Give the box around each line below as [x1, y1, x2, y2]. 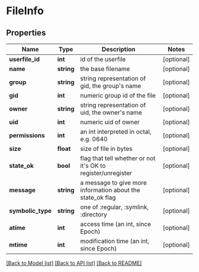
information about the [80, 186, 140, 194]
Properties [6, 28, 46, 38]
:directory [80, 211, 108, 218]
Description [101, 46, 136, 53]
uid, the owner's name [80, 108, 142, 116]
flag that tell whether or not [80, 154, 156, 162]
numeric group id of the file [80, 92, 156, 99]
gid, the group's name [80, 82, 141, 90]
